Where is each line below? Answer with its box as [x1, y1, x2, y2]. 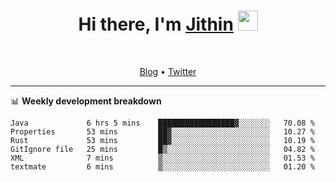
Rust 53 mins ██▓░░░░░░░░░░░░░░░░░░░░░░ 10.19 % [10, 135, 315, 145]
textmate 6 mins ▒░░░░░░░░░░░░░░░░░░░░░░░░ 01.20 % [10, 161, 315, 172]
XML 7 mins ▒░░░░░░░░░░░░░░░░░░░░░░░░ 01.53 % [10, 153, 315, 163]
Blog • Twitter [139, 65, 197, 77]
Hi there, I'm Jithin [78, 13, 234, 36]
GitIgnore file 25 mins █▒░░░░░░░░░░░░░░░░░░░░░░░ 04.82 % [10, 144, 315, 154]
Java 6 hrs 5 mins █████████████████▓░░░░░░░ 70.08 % [10, 118, 315, 128]
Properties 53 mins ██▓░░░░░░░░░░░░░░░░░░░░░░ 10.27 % [10, 126, 315, 137]
